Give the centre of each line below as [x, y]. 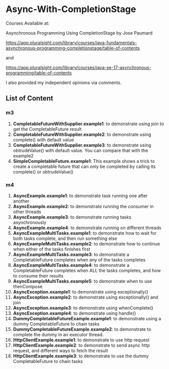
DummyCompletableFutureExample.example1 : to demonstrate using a [87, 318]
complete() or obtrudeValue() [43, 171]
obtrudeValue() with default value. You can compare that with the [80, 150]
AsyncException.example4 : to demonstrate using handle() [74, 313]
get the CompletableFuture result [47, 129]
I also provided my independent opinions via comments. [64, 82]
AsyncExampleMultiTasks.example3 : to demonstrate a [71, 254]
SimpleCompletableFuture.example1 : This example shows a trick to [84, 161]
